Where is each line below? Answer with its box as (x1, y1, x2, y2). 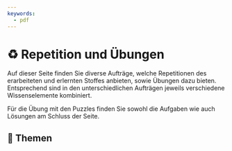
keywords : (7, 10, 36, 17)
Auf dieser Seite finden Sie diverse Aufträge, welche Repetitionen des (7, 69, 207, 78)
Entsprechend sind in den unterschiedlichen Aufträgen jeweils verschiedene (7, 84, 225, 92)
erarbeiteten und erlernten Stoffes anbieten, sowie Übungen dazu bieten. (7, 77, 217, 85)
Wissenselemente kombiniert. (7, 91, 92, 100)
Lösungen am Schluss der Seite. (7, 112, 100, 121)
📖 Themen (7, 132, 53, 144)
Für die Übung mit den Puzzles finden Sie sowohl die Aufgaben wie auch (7, 105, 215, 113)
